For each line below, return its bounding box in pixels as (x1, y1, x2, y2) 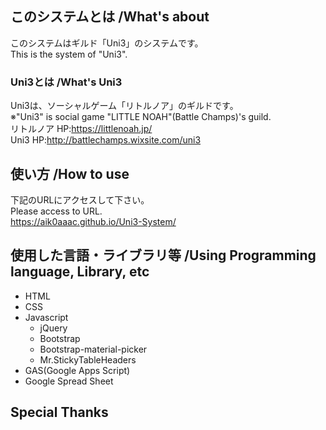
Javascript (24, 311, 69, 323)
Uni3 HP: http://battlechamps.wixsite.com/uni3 (10, 134, 202, 146)
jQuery (39, 322, 68, 334)
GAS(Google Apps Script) (24, 364, 131, 376)
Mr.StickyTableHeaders (39, 353, 137, 366)
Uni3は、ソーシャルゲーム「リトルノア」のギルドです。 (10, 100, 239, 112)
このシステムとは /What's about (10, 8, 210, 26)
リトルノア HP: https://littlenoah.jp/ (10, 123, 153, 135)
